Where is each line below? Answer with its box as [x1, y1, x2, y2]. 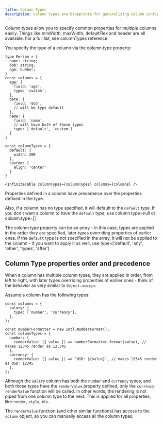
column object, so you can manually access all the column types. [5, 413, 133, 419]
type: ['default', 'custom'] [14, 126, 73, 131]
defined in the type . [5, 195, 45, 201]
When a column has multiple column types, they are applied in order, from [5, 272, 153, 278]
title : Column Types [5, 7, 47, 12]
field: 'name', [14, 118, 45, 123]
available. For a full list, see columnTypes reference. [5, 35, 109, 41]
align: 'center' [14, 165, 47, 170]
